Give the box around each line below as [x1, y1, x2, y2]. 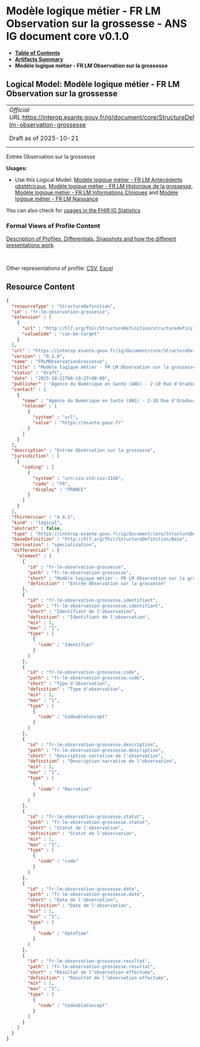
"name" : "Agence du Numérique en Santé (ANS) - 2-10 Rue [21, 398, 169, 404]
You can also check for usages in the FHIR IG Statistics [6, 207, 141, 214]
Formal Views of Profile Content [6, 221, 101, 230]
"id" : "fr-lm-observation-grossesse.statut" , [27, 814, 145, 820]
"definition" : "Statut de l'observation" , [27, 830, 137, 836]
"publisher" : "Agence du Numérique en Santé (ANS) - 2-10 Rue [11, 381, 171, 387]
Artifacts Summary [14, 56, 64, 63]
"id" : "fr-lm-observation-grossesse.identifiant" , [27, 598, 159, 603]
